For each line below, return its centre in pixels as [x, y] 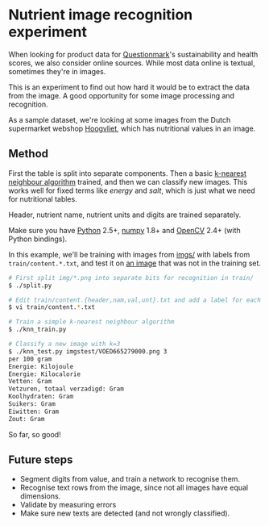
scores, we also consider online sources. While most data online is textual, [132, 63]
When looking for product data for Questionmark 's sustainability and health [133, 54]
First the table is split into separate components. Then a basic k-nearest [128, 173]
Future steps [41, 460]
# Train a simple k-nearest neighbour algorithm [91, 322]
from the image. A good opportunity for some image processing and [122, 95]
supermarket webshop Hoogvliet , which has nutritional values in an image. [132, 128]
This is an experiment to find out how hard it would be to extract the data [129, 87]
